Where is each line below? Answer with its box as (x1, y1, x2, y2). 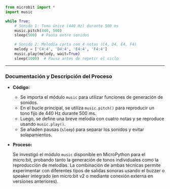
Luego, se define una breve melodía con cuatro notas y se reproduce (20, 116, 164, 122)
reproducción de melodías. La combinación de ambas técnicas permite (12, 162, 161, 168)
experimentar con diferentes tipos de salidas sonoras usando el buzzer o (12, 168, 165, 174)
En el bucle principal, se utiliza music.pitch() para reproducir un (20, 105, 154, 111)
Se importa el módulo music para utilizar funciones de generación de (20, 94, 163, 100)
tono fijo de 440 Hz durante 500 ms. (20, 110, 97, 117)
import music (5, 9, 33, 15)
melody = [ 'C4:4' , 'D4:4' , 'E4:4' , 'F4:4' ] (14, 47, 108, 52)
